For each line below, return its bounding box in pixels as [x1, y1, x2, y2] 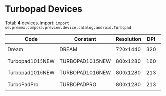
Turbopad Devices [5, 3, 83, 15]
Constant [74, 35, 96, 42]
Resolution [115, 35, 142, 42]
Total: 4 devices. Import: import [5, 20, 69, 26]
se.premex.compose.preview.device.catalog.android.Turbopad [5, 25, 132, 30]
